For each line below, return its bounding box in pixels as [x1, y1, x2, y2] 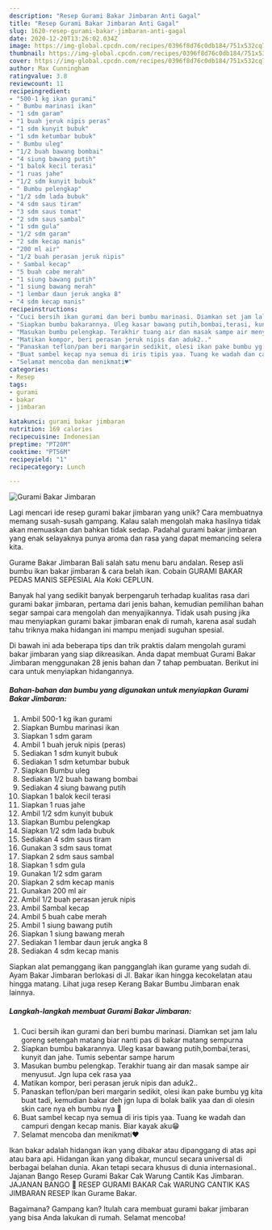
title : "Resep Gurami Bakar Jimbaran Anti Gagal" [9, 19, 180, 28]
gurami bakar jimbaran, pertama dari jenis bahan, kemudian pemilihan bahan [9, 600, 264, 609]
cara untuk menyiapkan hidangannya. [9, 667, 134, 676]
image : [9, 42, 31, 50]
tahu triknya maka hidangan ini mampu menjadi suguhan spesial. [9, 625, 224, 635]
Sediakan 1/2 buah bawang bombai [20, 774, 138, 784]
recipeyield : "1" [9, 455, 68, 464]
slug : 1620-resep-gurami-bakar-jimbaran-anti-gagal [9, 27, 186, 35]
